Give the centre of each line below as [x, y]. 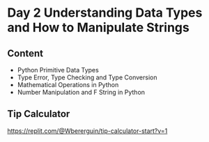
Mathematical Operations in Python [68, 85]
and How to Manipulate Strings [98, 27]
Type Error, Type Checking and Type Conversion [87, 77]
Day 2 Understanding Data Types [105, 13]
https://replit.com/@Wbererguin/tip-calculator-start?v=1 [87, 131]
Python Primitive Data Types [58, 70]
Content [25, 53]
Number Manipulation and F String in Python [81, 92]
